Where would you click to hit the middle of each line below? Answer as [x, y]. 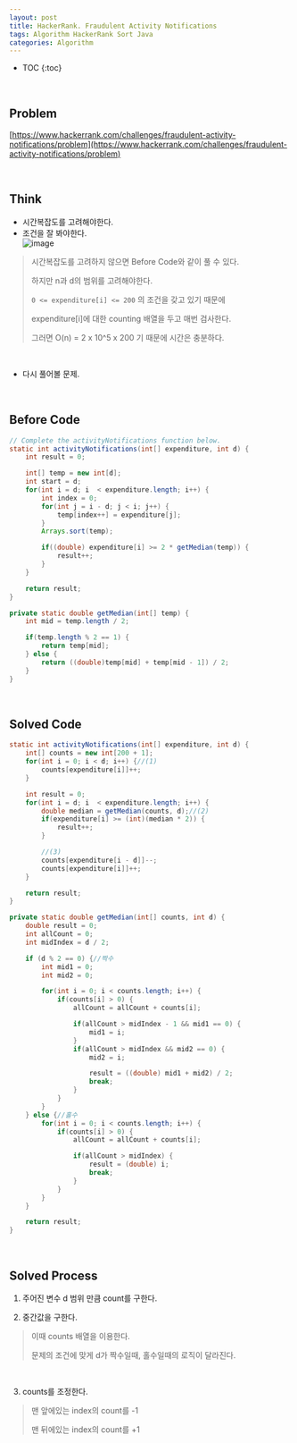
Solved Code [45, 724]
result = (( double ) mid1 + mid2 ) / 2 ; [161, 1074]
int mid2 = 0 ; [67, 975]
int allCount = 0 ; [59, 934]
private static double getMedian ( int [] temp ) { [99, 613]
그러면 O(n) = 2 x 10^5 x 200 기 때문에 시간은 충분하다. [128, 337]
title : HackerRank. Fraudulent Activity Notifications [113, 26]
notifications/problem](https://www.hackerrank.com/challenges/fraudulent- [148, 145]
